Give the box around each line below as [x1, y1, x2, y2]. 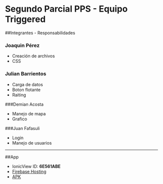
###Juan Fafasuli [5, 125, 40, 131]
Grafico [12, 116, 28, 122]
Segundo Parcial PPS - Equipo [5, 3, 128, 15]
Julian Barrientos [5, 71, 47, 77]
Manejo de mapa [12, 110, 46, 116]
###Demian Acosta [5, 101, 44, 107]
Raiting [12, 92, 26, 98]
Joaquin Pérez [5, 42, 40, 49]
